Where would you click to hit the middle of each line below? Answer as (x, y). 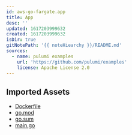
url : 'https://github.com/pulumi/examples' (72, 62)
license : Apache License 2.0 (53, 67)
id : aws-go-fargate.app (36, 12)
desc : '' (17, 23)
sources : (17, 51)
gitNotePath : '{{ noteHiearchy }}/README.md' (64, 46)
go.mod (25, 113)
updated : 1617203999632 (36, 28)
